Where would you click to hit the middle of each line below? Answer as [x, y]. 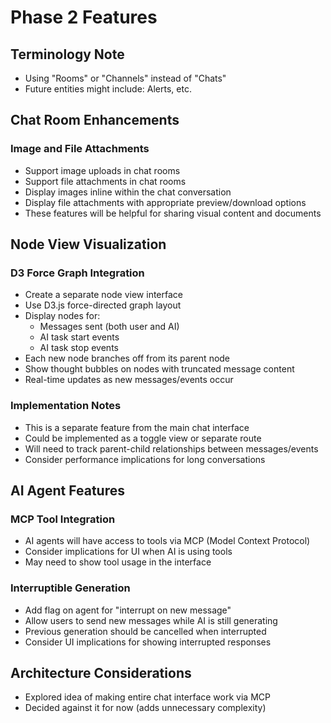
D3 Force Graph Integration [77, 273]
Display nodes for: [62, 316]
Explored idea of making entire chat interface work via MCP [147, 697]
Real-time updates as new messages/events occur [129, 380]
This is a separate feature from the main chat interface [137, 427]
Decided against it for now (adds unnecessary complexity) [145, 708]
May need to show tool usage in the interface [118, 562]
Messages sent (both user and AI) [109, 327]
